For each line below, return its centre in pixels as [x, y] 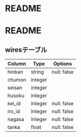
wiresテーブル [26, 50]
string [38, 72]
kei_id [14, 103]
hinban [15, 72]
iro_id [14, 111]
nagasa [16, 120]
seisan [15, 88]
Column [17, 64]
